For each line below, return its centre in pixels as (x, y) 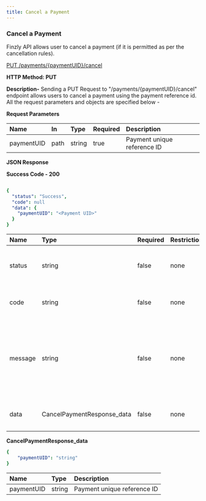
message (23, 358)
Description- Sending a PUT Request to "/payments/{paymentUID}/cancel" (102, 89)
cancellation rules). (31, 53)
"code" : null (29, 202)
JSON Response (28, 162)
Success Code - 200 (33, 174)
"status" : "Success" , (40, 196)
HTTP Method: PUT (32, 77)
